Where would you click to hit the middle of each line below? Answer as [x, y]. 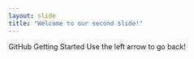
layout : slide [32, 16]
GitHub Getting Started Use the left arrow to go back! [97, 46]
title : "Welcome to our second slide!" [76, 23]
